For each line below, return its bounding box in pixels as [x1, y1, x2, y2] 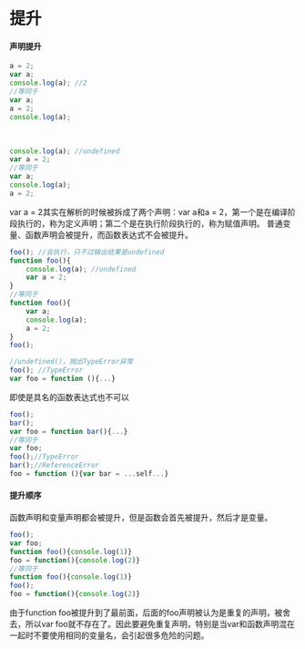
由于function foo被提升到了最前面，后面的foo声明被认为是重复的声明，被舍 [9, 607, 291, 618]
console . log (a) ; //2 [9, 78, 88, 88]
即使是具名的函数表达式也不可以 [9, 391, 129, 402]
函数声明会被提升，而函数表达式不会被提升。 [25, 229, 193, 240]
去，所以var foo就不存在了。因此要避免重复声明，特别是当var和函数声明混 [9, 619, 288, 630]
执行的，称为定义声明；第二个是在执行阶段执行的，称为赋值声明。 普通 [16, 218, 283, 229]
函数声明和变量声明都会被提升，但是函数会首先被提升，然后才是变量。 [9, 512, 273, 523]
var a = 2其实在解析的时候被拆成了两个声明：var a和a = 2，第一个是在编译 [9, 206, 289, 217]
